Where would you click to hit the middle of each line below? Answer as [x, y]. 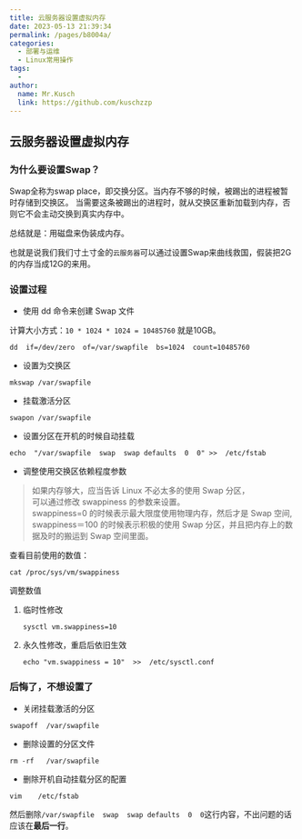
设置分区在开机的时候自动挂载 [78, 436]
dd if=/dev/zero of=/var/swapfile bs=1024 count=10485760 [130, 348]
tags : [20, 69]
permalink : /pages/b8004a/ [60, 35]
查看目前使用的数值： [49, 555]
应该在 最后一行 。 [41, 825]
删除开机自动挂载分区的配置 [75, 779]
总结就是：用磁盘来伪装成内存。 [69, 234]
